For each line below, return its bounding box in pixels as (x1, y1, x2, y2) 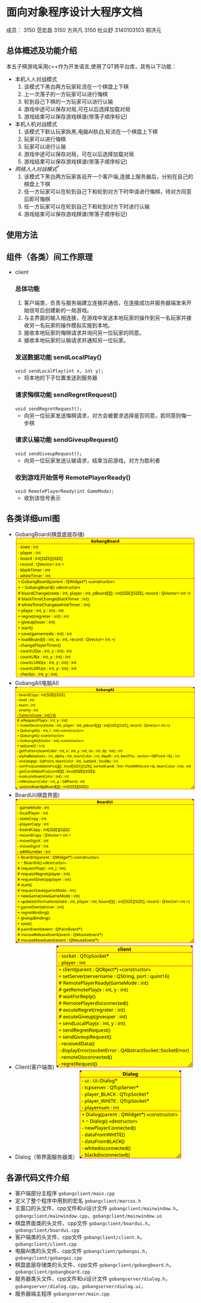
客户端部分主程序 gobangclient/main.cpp (14, 1189, 115, 1196)
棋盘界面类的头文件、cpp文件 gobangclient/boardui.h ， (14, 1219, 154, 1226)
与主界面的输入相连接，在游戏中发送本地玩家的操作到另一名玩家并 (23, 314, 187, 321)
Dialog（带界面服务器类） (14, 1153, 78, 1160)
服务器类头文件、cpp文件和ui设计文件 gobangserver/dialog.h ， (14, 1275, 170, 1282)
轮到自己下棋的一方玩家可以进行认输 (23, 98, 114, 105)
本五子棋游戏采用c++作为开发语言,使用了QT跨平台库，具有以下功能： (6, 62, 177, 70)
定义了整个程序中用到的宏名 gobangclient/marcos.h (14, 1197, 142, 1204)
